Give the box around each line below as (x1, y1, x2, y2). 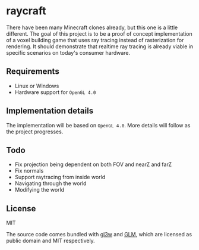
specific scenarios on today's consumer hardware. (6, 49, 131, 56)
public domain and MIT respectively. (6, 237, 95, 245)
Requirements (6, 67, 59, 77)
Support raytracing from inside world (14, 174, 106, 181)
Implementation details (6, 106, 94, 116)
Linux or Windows (14, 82, 59, 89)
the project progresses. (6, 128, 64, 135)
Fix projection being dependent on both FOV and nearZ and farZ (14, 161, 172, 168)
